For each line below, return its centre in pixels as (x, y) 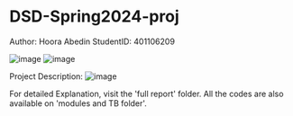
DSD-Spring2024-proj (94, 17)
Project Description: (46, 76)
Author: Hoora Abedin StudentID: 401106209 (92, 41)
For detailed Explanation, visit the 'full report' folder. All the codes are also (146, 94)
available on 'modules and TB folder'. (78, 103)
